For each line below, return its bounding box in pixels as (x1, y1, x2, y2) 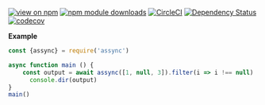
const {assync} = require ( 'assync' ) (8, 47, 129, 55)
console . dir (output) (29, 76, 98, 84)
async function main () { (8, 60, 94, 69)
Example (8, 32, 38, 41)
